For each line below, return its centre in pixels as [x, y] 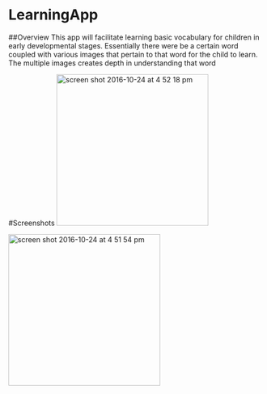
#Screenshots [32, 223]
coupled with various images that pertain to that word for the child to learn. [133, 54]
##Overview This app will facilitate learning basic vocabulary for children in [134, 37]
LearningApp [53, 15]
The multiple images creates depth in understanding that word [112, 63]
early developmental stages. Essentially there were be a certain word [123, 45]
